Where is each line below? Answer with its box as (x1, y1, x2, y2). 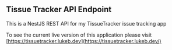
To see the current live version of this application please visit (6, 31, 152, 38)
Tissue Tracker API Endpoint (6, 5, 112, 15)
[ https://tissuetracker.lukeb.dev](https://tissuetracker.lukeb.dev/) (6, 37, 162, 44)
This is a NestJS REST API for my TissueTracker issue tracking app (6, 20, 167, 27)
